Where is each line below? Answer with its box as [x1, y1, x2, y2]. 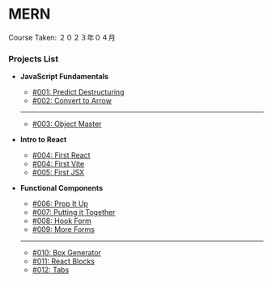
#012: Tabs [32, 265, 70, 275]
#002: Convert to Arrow [32, 96, 112, 106]
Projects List [8, 53, 59, 65]
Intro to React [19, 135, 67, 145]
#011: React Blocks [32, 256, 96, 267]
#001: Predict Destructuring [32, 87, 125, 97]
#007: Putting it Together [32, 208, 116, 217]
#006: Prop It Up [32, 199, 89, 208]
